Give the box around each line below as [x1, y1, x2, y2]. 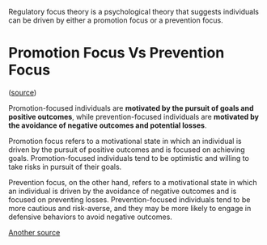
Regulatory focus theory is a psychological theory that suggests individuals [8, 7, 260, 16]
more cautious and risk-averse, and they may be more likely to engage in [8, 203, 252, 213]
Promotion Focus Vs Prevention [8, 44, 225, 62]
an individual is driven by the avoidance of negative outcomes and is [8, 186, 237, 196]
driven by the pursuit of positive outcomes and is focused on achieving [8, 145, 245, 154]
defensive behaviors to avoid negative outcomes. [8, 212, 172, 222]
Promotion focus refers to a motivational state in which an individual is [8, 136, 242, 146]
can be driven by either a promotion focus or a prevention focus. [8, 15, 224, 25]
